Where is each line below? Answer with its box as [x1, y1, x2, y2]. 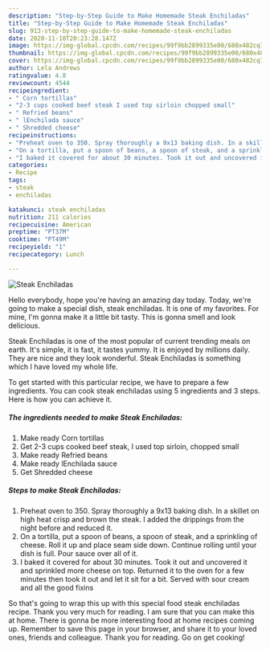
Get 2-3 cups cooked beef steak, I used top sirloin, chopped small [19, 441, 239, 451]
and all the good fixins [19, 583, 94, 592]
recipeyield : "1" [8, 243, 67, 251]
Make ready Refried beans [19, 450, 108, 460]
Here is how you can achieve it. [8, 394, 112, 404]
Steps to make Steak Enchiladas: [8, 485, 121, 495]
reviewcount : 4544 [8, 79, 70, 87]
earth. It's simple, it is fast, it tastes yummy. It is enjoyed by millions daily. [8, 345, 251, 354]
